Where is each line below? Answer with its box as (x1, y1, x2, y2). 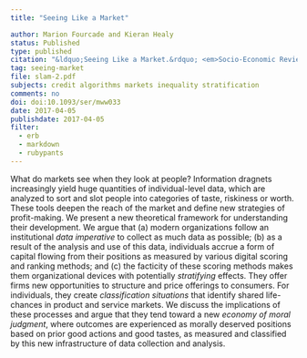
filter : (10, 123, 40, 132)
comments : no (10, 88, 60, 98)
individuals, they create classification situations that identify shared (10, 289, 264, 301)
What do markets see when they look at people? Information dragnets (10, 173, 272, 184)
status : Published (10, 38, 80, 47)
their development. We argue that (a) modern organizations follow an (10, 221, 270, 232)
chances (10, 299, 43, 310)
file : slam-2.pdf (10, 72, 77, 82)
